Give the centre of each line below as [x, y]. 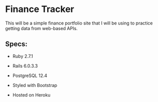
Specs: [16, 44]
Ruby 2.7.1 [23, 56]
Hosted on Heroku [31, 95]
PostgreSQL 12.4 [30, 75]
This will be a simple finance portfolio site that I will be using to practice [79, 23]
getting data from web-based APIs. [41, 28]
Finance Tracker [40, 9]
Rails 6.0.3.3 [25, 65]
